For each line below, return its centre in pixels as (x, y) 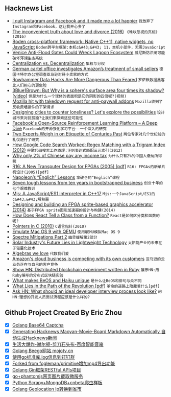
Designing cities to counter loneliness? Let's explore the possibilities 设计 (88, 112)
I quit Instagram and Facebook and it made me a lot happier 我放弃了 (83, 20)
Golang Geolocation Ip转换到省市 (47, 389)
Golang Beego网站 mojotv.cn (43, 351)
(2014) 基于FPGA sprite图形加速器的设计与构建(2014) (64, 209)
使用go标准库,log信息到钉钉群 (43, 357)
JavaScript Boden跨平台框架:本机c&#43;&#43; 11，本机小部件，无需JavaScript (89, 47)
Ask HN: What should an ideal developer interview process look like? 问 (87, 291)
